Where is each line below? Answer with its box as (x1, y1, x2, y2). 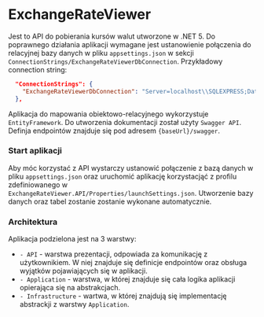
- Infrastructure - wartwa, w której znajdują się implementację (19, 291, 227, 300)
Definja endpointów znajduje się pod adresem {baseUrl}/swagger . (8, 126, 221, 135)
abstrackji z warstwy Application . (19, 300, 130, 309)
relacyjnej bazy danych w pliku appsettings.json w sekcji (8, 48, 194, 57)
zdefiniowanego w (8, 179, 68, 190)
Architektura (8, 216, 57, 227)
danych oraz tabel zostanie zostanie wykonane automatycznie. (8, 197, 212, 206)
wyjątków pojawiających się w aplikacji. (19, 266, 148, 276)
